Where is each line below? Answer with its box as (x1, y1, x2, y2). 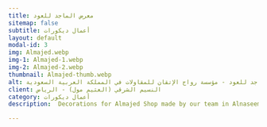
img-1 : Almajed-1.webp (8, 56, 83, 64)
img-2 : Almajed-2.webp (8, 63, 83, 71)
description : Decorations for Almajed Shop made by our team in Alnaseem (8, 100, 261, 108)
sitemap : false (8, 19, 59, 27)
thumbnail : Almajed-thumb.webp (8, 71, 112, 79)
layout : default (8, 33, 62, 42)
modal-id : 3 (8, 41, 48, 49)
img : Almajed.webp (8, 48, 69, 56)
